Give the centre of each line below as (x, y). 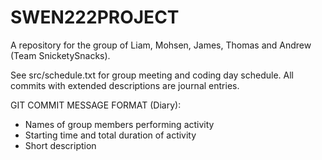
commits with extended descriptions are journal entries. (125, 85)
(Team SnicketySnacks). (60, 55)
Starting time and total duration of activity (110, 135)
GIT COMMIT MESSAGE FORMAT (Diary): (96, 105)
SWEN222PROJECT (95, 17)
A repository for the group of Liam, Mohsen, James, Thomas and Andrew (161, 45)
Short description (60, 145)
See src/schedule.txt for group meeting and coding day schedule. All (152, 75)
